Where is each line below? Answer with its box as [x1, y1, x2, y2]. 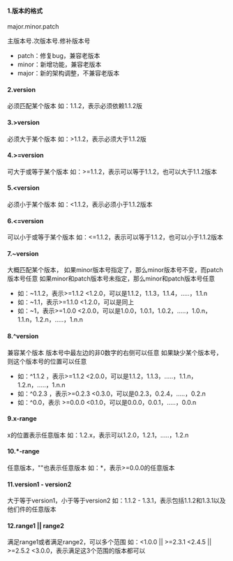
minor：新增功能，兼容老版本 [17, 60, 102, 69]
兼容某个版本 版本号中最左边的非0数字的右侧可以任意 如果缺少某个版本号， [7, 348, 223, 357]
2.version [7, 85, 36, 93]
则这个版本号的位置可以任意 [7, 357, 87, 366]
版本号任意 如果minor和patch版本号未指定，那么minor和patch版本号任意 [7, 274, 215, 283]
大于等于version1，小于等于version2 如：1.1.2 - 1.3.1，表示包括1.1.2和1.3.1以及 [7, 496, 226, 505]
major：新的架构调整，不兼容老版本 [17, 69, 120, 77]
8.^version [7, 332, 39, 341]
